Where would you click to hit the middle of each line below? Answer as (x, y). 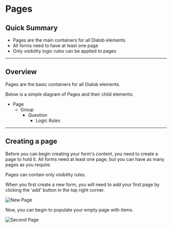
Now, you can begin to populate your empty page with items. (70, 210)
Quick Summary (31, 28)
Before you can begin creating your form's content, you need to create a (82, 154)
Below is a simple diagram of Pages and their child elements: (70, 94)
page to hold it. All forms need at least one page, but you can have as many (85, 159)
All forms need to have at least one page (55, 46)
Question (38, 115)
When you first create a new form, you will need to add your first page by (82, 184)
